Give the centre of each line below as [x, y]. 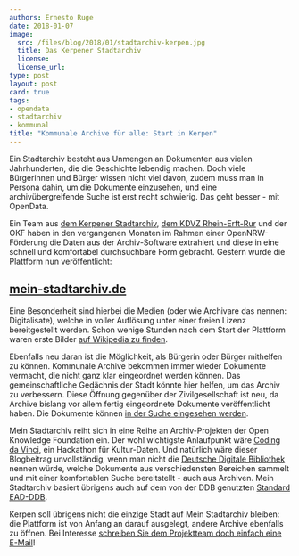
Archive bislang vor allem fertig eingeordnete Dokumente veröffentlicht [140, 404]
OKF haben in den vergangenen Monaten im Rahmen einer [117, 233]
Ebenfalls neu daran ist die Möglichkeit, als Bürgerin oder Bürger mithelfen [146, 356]
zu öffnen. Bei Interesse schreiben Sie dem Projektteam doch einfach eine [145, 533]
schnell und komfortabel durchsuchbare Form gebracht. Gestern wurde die [147, 251]
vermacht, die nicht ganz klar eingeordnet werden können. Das [125, 375]
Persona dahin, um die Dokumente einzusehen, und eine [113, 187]
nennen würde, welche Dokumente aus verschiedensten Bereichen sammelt [149, 468]
